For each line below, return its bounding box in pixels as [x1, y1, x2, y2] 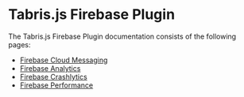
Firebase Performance [19, 80, 94, 90]
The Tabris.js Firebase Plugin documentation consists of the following [8, 32, 237, 41]
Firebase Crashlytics [19, 72, 87, 81]
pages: [8, 39, 31, 49]
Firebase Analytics [19, 63, 81, 73]
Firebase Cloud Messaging [19, 55, 108, 65]
